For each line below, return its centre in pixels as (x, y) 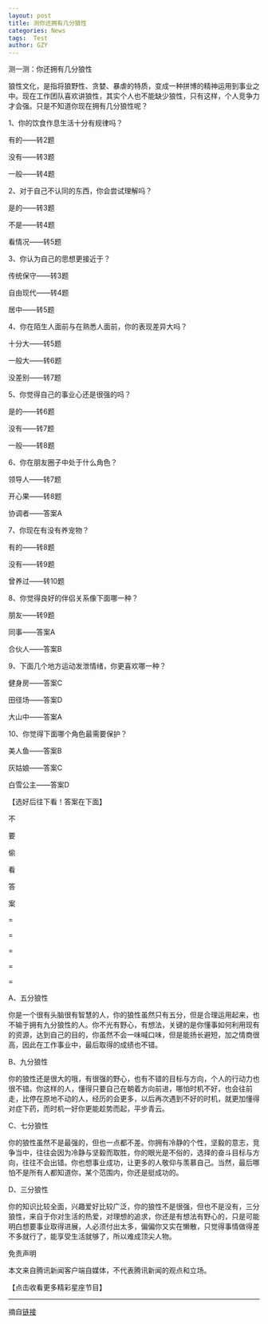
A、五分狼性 (28, 998)
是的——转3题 (32, 208)
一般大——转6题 (35, 361)
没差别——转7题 (35, 378)
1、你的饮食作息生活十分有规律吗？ (66, 123)
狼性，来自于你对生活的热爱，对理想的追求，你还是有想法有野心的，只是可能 (134, 1217)
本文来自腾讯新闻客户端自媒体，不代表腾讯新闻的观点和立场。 (110, 1270)
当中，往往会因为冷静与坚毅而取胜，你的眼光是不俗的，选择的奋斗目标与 (134, 1153)
